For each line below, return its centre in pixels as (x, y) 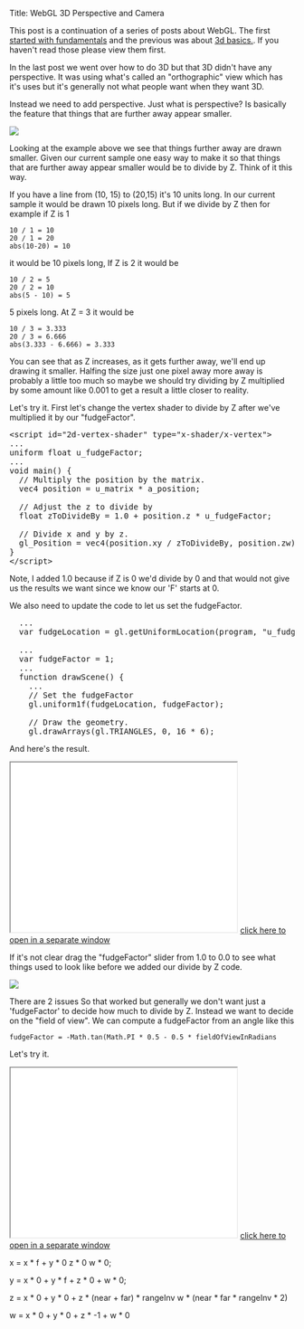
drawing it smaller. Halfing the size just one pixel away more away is (136, 371)
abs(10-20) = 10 (40, 246)
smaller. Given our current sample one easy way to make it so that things (145, 158)
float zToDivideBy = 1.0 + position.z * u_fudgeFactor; (145, 516)
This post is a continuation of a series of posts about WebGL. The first (140, 30)
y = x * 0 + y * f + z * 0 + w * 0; (68, 1280)
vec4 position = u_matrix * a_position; (109, 489)
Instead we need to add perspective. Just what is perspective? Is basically (148, 104)
